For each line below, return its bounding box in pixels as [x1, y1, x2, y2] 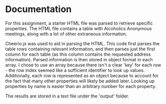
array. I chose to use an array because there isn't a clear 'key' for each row [5, 62, 161, 68]
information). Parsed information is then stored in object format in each [5, 56, 153, 62]
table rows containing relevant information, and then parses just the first [5, 46, 155, 52]
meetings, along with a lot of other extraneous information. [5, 31, 128, 37]
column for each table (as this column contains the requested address [5, 51, 151, 57]
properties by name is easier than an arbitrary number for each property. [5, 83, 156, 89]
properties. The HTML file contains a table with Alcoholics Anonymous [5, 25, 152, 31]
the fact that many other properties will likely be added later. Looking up [5, 78, 155, 84]
